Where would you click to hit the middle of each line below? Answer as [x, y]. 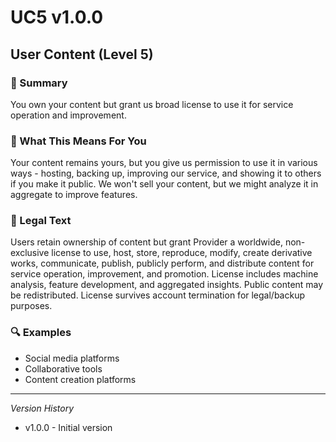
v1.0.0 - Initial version [68, 427]
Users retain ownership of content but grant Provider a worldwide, [146, 242]
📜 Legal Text [41, 221]
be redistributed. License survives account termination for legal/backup [158, 295]
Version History [42, 408]
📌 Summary [39, 83]
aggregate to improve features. [74, 195]
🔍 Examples [41, 333]
